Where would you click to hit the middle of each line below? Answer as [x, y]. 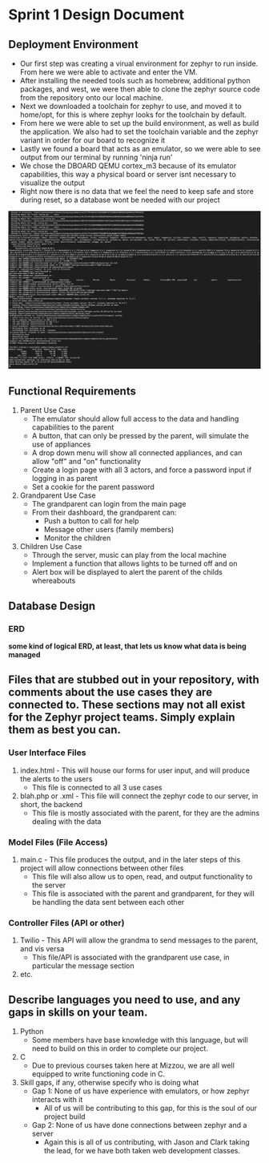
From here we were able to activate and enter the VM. [108, 72]
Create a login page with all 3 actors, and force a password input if [142, 470]
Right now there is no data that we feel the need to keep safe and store [137, 191]
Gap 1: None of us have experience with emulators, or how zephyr [141, 1091]
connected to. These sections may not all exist [127, 705]
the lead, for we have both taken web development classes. [142, 1151]
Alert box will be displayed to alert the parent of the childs [127, 572]
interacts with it [57, 1100]
